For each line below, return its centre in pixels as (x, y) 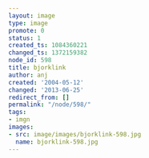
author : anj (28, 75)
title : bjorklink (37, 68)
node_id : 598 (30, 61)
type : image (28, 23)
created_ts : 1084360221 (48, 45)
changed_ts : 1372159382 (48, 53)
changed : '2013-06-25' (46, 90)
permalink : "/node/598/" (50, 105)
